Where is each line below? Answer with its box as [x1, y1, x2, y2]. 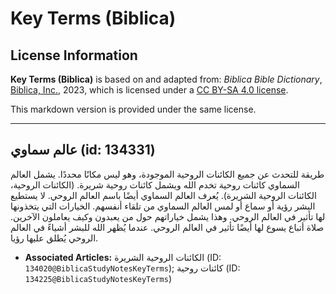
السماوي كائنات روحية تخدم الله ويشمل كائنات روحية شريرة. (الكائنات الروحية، [10, 178, 300, 191]
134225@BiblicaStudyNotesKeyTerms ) [24, 272, 172, 284]
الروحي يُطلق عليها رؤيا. [10, 232, 99, 244]
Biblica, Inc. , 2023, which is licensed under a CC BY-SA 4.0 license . [10, 84, 289, 96]
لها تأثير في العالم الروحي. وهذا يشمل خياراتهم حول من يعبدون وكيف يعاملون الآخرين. [10, 210, 326, 222]
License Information [10, 47, 138, 64]
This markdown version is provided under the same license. [10, 103, 257, 115]
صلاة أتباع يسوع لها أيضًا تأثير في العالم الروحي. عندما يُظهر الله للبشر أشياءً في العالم [10, 221, 325, 233]
